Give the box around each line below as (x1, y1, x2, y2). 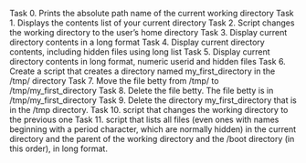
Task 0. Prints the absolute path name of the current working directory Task (9, 8, 294, 18)
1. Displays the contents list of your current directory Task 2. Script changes (9, 17, 295, 28)
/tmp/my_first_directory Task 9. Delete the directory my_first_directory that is (9, 95, 297, 106)
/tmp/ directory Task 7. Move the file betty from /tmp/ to (9, 76, 219, 86)
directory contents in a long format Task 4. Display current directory (9, 36, 265, 47)
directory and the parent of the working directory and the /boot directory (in (9, 134, 295, 144)
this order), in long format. (9, 143, 108, 154)
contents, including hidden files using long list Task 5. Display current (9, 46, 271, 57)
